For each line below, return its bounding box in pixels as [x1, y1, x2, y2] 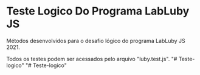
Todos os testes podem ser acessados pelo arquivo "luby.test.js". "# [6, 55, 178, 62]
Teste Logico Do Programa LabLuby [6, 4, 190, 18]
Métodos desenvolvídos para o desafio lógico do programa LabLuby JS [6, 37, 185, 44]
